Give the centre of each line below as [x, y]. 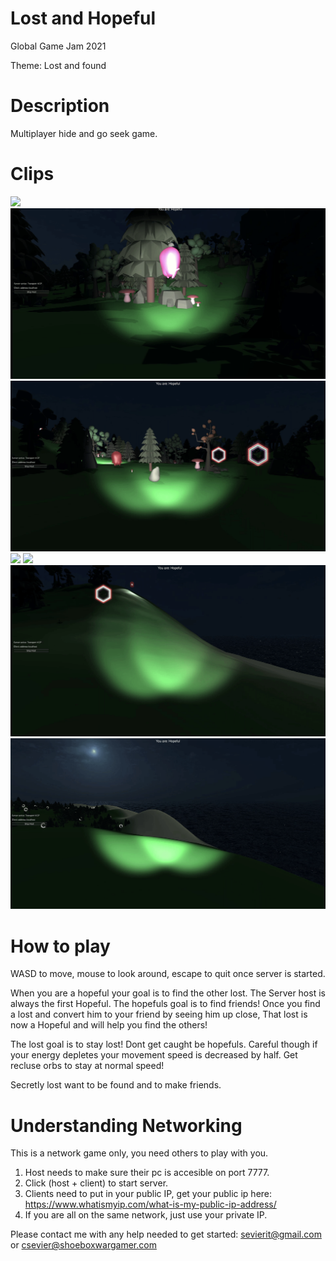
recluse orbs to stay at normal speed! [87, 1066]
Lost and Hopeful [83, 18]
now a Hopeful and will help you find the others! [109, 1025]
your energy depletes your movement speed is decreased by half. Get [154, 1055]
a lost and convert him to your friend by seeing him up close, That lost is [159, 1014]
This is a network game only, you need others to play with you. [139, 1153]
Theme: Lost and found [58, 65]
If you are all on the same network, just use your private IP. [146, 1215]
